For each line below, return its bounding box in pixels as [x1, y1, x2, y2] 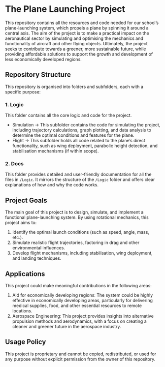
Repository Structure [5, 70, 71, 79]
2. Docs [5, 160, 24, 167]
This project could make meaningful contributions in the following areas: [5, 282, 152, 288]
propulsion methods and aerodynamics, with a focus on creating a [12, 318, 147, 324]
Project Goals [5, 196, 48, 205]
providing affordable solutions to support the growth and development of [5, 51, 153, 57]
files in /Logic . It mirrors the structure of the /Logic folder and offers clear [5, 177, 155, 183]
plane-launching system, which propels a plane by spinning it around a [5, 25, 149, 31]
